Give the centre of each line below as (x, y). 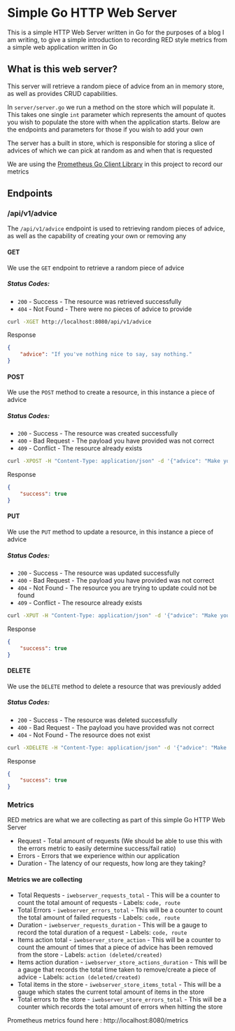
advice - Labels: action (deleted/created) (79, 977)
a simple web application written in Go (62, 47)
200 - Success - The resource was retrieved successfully (99, 301)
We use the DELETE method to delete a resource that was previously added (114, 686)
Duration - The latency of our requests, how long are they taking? (112, 864)
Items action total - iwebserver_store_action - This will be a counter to (119, 939)
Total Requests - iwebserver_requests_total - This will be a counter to (119, 895)
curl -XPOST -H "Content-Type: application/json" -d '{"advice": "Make (114, 461)
